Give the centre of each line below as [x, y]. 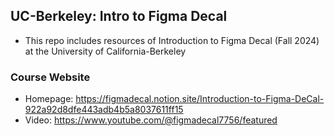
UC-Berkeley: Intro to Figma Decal [119, 16]
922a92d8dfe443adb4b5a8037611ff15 [104, 110]
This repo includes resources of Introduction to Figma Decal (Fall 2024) [172, 40]
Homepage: [49, 99]
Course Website [50, 77]
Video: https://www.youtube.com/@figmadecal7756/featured [151, 120]
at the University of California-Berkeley [105, 51]
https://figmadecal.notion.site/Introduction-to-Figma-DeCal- [200, 99]
